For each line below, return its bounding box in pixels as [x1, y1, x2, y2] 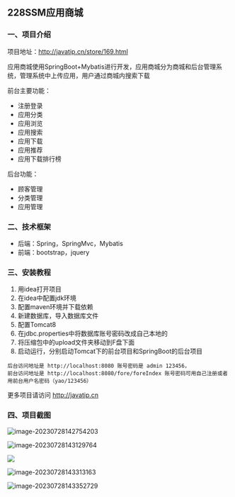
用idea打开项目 [17, 285, 62, 294]
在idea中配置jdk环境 [17, 294, 76, 303]
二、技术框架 [7, 222, 52, 232]
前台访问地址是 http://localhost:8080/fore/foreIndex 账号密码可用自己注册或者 [7, 370, 228, 377]
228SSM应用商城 [7, 6, 84, 19]
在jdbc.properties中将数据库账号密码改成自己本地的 [17, 329, 168, 338]
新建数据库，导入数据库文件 [17, 311, 99, 320]
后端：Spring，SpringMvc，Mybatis [17, 239, 124, 247]
